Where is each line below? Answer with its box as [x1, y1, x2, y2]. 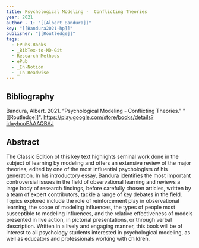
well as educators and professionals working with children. [6, 235, 150, 242]
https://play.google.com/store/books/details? [43, 114, 154, 121]
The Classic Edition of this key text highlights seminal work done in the [6, 153, 179, 160]
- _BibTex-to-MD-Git [11, 48, 62, 54]
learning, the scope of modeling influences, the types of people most [6, 203, 175, 211]
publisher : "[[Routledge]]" [6, 31, 76, 37]
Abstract [6, 137, 40, 147]
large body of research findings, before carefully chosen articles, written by [6, 184, 191, 192]
